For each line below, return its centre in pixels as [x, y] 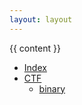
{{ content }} [35, 48]
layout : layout [41, 19]
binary [52, 88]
